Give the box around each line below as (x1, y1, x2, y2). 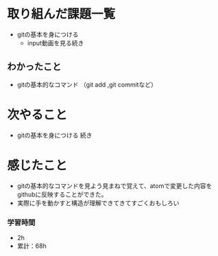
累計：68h (16, 242, 47, 250)
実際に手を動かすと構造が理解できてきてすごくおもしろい (16, 198, 180, 207)
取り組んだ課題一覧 (7, 6, 116, 22)
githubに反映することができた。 (16, 190, 108, 198)
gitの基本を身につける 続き (16, 131, 93, 139)
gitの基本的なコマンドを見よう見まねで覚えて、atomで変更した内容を (16, 181, 213, 189)
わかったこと (7, 61, 62, 73)
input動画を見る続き (27, 38, 84, 47)
